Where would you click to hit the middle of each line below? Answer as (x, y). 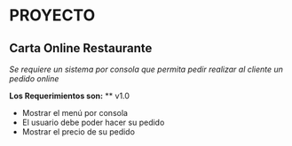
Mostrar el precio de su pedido (79, 132)
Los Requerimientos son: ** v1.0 (70, 96)
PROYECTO (52, 15)
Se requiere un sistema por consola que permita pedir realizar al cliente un (146, 69)
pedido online (34, 79)
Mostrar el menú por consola (75, 113)
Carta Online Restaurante (81, 48)
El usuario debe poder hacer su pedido (93, 122)
